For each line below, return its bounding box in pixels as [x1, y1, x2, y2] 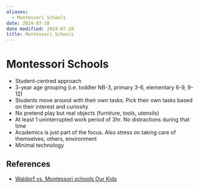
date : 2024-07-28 [6, 20, 50, 26]
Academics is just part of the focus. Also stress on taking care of [14, 129, 176, 136]
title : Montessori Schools [6, 31, 74, 37]
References [6, 159, 51, 169]
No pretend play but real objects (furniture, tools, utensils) [14, 109, 159, 117]
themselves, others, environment [14, 135, 97, 143]
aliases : [6, 8, 28, 15]
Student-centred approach [14, 77, 81, 85]
